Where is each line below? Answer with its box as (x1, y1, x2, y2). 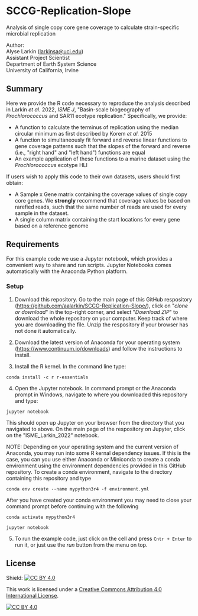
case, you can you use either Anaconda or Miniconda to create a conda (6, 455, 180, 463)
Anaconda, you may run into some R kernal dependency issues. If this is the (6, 449, 191, 457)
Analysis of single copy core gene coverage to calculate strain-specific (6, 24, 180, 31)
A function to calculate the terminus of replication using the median (14, 123, 179, 131)
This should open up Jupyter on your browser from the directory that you (6, 419, 184, 426)
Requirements (6, 239, 59, 249)
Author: (6, 41, 25, 49)
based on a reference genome (14, 222, 89, 229)
